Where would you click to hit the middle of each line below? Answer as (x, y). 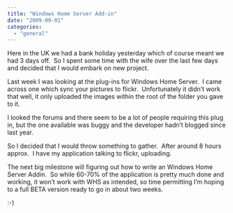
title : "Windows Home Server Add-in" (62, 14)
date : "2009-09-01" (36, 20)
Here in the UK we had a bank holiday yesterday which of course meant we (116, 53)
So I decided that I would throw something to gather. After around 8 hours (114, 146)
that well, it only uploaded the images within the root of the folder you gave (115, 97)
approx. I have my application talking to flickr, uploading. (90, 153)
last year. (20, 132)
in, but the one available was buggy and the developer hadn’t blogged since (116, 125)
